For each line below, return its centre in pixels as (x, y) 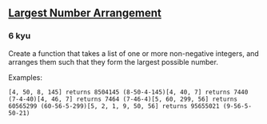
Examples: (25, 77)
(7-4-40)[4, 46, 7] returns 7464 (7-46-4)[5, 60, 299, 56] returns (123, 99)
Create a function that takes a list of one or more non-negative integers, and (134, 53)
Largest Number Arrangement (85, 13)
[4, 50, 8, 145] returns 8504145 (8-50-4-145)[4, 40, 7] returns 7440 (128, 92)
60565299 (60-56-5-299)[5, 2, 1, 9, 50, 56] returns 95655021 (114, 106)
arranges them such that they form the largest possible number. (113, 62)
